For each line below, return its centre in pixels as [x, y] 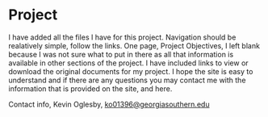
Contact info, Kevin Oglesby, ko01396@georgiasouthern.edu [109, 104]
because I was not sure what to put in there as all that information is [121, 54]
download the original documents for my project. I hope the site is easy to [131, 71]
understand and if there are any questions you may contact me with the [127, 80]
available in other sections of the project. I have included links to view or [128, 63]
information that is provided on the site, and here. [90, 88]
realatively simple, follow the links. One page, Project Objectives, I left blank [134, 45]
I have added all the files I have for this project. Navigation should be [122, 37]
